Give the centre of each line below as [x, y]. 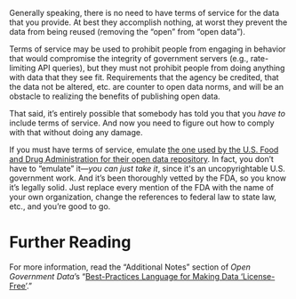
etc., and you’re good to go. [60, 206]
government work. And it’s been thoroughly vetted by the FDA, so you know [148, 178]
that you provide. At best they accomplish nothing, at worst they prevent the [148, 22]
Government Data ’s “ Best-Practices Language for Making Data [124, 276]
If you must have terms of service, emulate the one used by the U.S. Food [144, 149]
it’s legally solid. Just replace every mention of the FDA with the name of [141, 187]
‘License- [258, 276]
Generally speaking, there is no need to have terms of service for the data [144, 13]
